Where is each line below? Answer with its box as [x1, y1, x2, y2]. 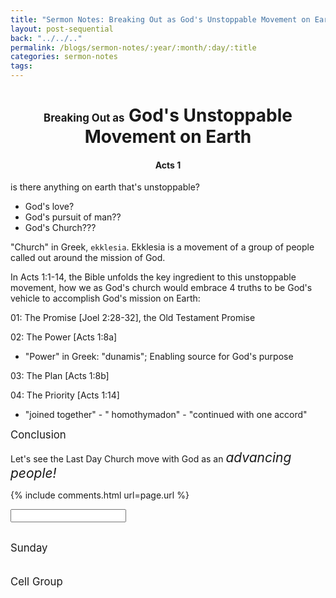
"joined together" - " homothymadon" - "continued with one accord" [24, 409, 308, 421]
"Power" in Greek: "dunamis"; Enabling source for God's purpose [24, 351, 294, 363]
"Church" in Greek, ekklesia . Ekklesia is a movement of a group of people [10, 241, 315, 253]
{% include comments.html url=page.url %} [10, 489, 190, 501]
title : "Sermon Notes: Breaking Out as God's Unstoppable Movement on [10, 14, 311, 25]
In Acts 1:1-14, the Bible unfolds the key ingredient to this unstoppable [10, 271, 297, 283]
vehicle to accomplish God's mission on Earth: [10, 292, 201, 305]
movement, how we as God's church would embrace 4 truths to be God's [10, 282, 313, 294]
